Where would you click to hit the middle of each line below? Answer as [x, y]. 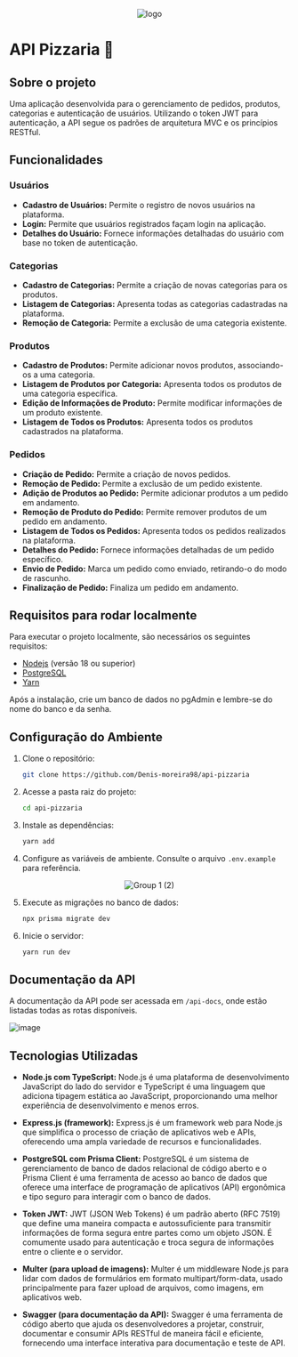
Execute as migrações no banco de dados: [101, 902]
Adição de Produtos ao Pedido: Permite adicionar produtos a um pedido [155, 493]
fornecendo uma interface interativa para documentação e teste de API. [154, 1343]
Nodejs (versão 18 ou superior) [79, 664]
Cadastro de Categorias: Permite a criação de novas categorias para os [154, 285]
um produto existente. [62, 413]
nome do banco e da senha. [60, 709]
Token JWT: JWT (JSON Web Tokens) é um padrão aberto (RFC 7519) [151, 1214]
